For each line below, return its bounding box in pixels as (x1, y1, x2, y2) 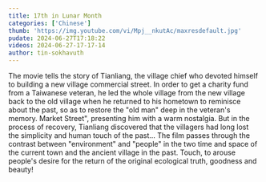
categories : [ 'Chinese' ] (8, 19, 91, 27)
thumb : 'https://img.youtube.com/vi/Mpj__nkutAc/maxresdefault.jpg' (8, 26, 242, 34)
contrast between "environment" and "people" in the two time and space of (8, 140, 258, 148)
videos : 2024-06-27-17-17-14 (8, 42, 106, 50)
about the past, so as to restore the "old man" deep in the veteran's (8, 105, 231, 115)
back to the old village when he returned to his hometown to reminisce (8, 97, 241, 106)
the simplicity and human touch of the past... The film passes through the (8, 131, 251, 140)
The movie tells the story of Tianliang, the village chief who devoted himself (8, 71, 259, 80)
